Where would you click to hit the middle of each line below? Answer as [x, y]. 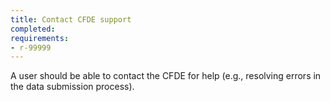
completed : [33, 29]
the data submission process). [72, 87]
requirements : [40, 38]
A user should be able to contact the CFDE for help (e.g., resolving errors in [166, 76]
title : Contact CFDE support [71, 19]
